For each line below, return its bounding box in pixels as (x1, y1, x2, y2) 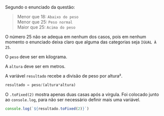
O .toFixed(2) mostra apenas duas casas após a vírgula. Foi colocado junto (5, 91, 159, 97)
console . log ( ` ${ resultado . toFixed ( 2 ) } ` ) (5, 106, 90, 111)
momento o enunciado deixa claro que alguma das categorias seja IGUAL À (5, 39, 157, 45)
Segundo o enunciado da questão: (5, 4, 75, 10)
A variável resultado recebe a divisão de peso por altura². (5, 73, 123, 78)
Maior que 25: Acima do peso (17, 24, 76, 30)
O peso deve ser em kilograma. (5, 54, 67, 60)
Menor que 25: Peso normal (17, 19, 73, 25)
